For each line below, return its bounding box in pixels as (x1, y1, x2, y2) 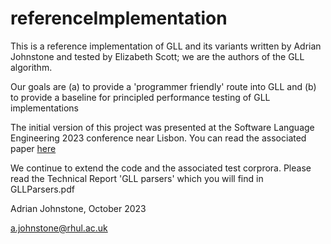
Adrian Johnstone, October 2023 (10, 202, 147, 214)
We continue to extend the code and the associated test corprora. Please (10, 162, 312, 174)
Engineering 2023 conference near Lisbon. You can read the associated (10, 132, 307, 144)
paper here (10, 142, 57, 154)
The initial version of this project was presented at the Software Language (10, 121, 315, 133)
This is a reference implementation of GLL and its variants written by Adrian (10, 40, 322, 52)
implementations (10, 102, 80, 114)
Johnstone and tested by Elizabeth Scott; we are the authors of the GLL (10, 50, 305, 62)
